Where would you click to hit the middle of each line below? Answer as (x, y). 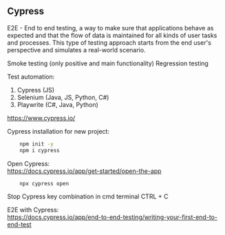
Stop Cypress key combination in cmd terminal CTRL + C (88, 196)
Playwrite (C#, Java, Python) (57, 104)
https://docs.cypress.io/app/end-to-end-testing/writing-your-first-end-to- (112, 217)
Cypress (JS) (36, 90)
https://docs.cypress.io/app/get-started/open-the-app (84, 171)
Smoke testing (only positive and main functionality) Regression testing (108, 63)
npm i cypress (40, 150)
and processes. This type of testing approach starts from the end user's (109, 42)
